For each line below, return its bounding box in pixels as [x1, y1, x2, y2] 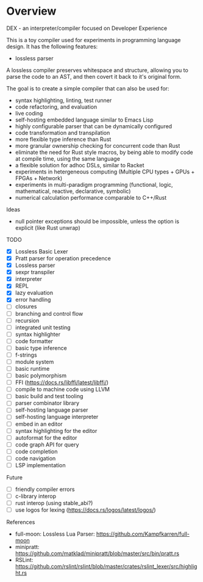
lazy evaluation [15, 289, 54, 297]
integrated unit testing [15, 324, 71, 331]
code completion [15, 448, 58, 455]
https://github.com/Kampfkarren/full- [96, 530, 190, 538]
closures [15, 303, 37, 310]
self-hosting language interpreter [15, 413, 99, 421]
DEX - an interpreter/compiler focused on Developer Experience [6, 24, 168, 32]
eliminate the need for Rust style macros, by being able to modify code [15, 148, 193, 156]
